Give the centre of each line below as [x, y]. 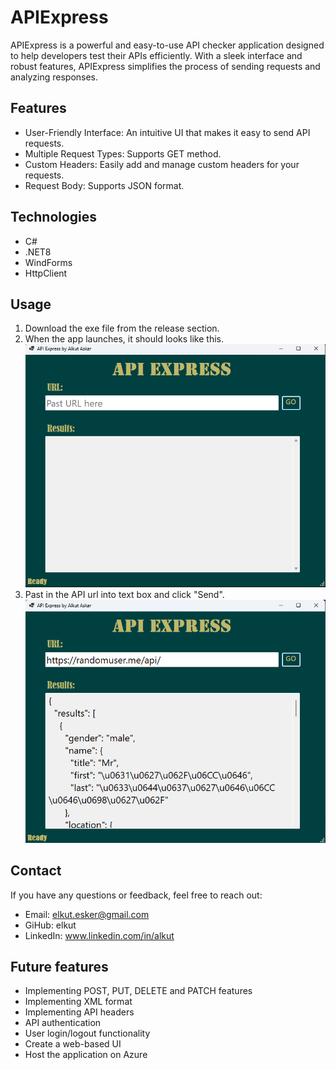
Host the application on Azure [86, 1055]
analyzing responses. [54, 77]
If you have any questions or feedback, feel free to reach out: [136, 895]
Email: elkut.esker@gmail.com [87, 914]
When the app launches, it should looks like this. [124, 339]
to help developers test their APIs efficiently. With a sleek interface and [156, 55]
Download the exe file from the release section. [122, 328]
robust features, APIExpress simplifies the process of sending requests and [165, 66]
